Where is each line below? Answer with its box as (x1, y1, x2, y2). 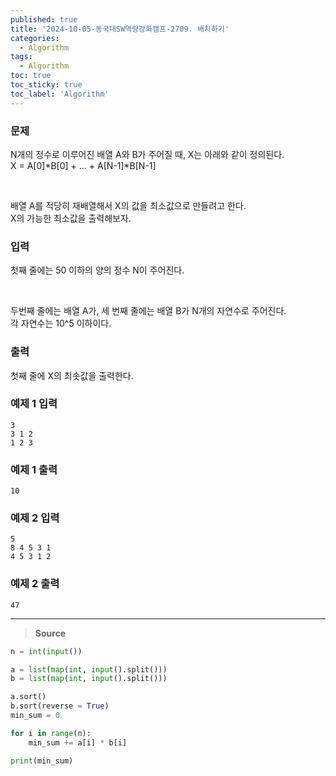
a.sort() (10, 692, 47, 702)
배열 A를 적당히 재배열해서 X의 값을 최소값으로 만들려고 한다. (10, 199, 247, 211)
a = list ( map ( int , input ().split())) (10, 664, 168, 675)
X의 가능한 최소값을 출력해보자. (10, 212, 132, 224)
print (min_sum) (10, 756, 74, 766)
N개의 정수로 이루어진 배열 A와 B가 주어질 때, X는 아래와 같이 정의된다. (10, 148, 285, 160)
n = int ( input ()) (10, 646, 83, 656)
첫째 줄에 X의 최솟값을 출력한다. (10, 369, 134, 381)
